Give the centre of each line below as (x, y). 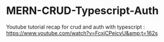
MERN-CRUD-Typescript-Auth (82, 11)
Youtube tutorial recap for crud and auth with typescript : (75, 27)
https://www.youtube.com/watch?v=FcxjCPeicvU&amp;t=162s (82, 33)
